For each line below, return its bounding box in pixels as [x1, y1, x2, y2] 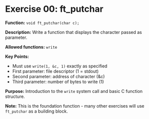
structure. [5, 93, 25, 99]
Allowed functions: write [5, 44, 58, 50]
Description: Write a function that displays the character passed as [5, 29, 142, 35]
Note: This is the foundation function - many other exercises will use [5, 103, 145, 109]
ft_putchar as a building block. [5, 108, 68, 114]
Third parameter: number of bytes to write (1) [12, 79, 105, 85]
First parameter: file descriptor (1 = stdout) [12, 68, 99, 74]
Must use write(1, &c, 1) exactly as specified [12, 63, 108, 69]
